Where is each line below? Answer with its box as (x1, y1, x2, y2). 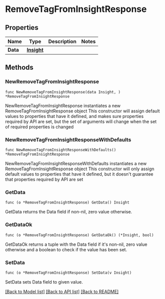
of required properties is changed (5, 123, 74, 130)
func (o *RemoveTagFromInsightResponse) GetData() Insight (5, 200, 130, 205)
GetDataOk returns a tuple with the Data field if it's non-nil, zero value (5, 241, 148, 247)
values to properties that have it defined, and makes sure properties (5, 113, 144, 119)
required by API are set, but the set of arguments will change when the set (5, 118, 157, 124)
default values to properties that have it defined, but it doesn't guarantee (5, 171, 154, 177)
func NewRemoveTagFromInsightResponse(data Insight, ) (5, 90, 121, 95)
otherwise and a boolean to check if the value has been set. (5, 246, 127, 252)
